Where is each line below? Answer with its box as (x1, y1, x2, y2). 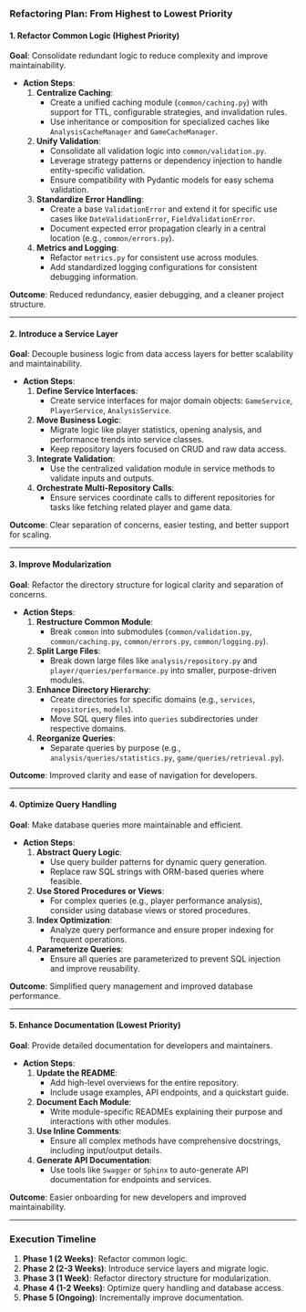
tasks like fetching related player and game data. (49, 502, 232, 513)
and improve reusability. (49, 963, 140, 974)
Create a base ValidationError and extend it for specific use (49, 203, 278, 214)
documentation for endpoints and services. (49, 1173, 212, 1184)
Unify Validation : (36, 136, 102, 147)
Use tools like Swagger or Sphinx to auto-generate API (49, 1164, 249, 1175)
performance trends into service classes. (49, 434, 205, 445)
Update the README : (36, 1067, 118, 1078)
